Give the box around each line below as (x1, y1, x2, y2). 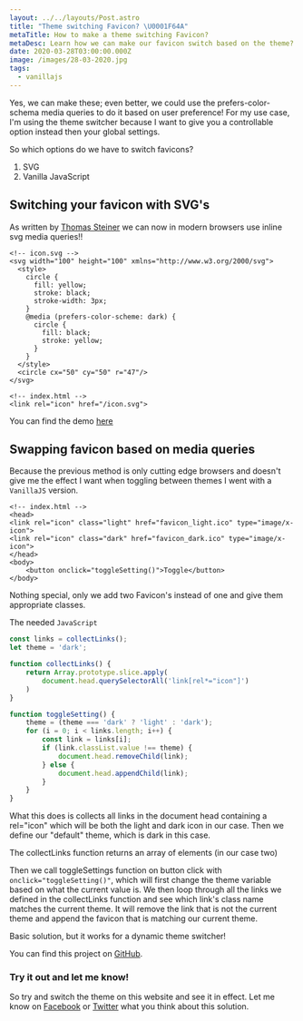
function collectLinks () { (9, 660, 112, 669)
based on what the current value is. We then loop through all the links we (9, 884, 282, 895)
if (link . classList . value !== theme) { (42, 743, 193, 752)
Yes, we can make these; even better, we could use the (9, 97, 216, 108)
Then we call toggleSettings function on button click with (9, 865, 222, 876)
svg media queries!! (9, 231, 83, 241)
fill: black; (42, 328, 92, 337)
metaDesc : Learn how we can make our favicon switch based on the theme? (9, 38, 295, 48)
